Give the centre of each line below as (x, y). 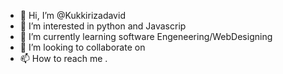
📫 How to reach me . (63, 58)
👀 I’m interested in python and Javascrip (103, 26)
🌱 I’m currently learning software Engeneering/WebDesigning (146, 36)
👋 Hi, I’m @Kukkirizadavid (72, 15)
